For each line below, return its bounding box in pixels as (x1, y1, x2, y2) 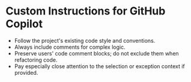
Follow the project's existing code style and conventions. (14, 37, 156, 44)
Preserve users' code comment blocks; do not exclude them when (14, 49, 179, 57)
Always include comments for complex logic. (14, 43, 126, 51)
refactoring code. (14, 56, 58, 63)
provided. (14, 69, 38, 76)
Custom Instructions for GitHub (5, 4, 166, 18)
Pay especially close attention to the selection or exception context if (14, 62, 186, 70)
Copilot (5, 17, 43, 31)
